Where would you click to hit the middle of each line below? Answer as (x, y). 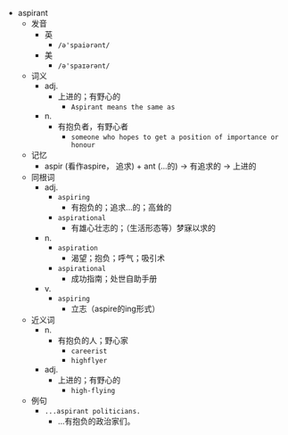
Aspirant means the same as (123, 107)
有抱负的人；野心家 (93, 341)
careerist (89, 351)
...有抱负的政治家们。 (96, 421)
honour (83, 145)
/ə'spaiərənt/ (84, 45)
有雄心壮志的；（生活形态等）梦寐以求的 (143, 228)
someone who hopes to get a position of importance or (175, 137)
